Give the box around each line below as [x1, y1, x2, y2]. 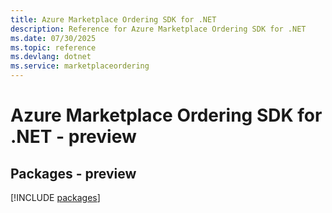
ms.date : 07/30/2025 [10, 33, 97, 43]
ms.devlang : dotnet [10, 52, 92, 62]
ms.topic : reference [10, 42, 97, 53]
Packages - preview [10, 165, 137, 182]
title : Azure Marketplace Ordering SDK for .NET [10, 14, 217, 25]
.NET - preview [10, 126, 137, 148]
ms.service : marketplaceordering [10, 61, 150, 71]
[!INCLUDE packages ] [10, 192, 101, 203]
